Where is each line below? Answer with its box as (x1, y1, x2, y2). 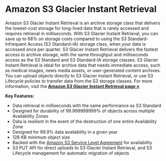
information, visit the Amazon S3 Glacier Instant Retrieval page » (5, 83, 140, 89)
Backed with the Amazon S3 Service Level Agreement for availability (12, 139, 153, 145)
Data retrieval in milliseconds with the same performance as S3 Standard (12, 102, 162, 108)
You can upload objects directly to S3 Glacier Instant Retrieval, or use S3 (5, 73, 154, 79)
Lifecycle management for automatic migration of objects (12, 150, 130, 156)
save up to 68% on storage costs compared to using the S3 (5, 36, 127, 42)
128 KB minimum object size (12, 134, 70, 140)
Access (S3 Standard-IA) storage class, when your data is (27, 41, 146, 47)
